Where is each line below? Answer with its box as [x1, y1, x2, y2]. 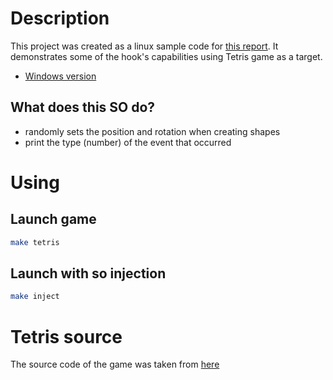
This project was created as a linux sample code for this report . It [10, 40, 279, 52]
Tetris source [10, 325, 123, 348]
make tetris [10, 237, 60, 247]
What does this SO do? [10, 99, 156, 116]
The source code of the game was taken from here [10, 358, 220, 371]
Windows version [24, 70, 97, 82]
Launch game [10, 211, 97, 228]
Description [10, 7, 110, 30]
